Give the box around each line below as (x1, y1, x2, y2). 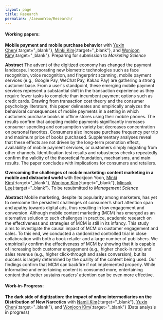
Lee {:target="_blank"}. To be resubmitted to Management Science (5, 185, 139, 191)
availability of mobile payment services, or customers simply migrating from (5, 144, 157, 150)
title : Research (5, 12, 38, 17)
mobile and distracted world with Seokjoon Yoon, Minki (5, 175, 118, 180)
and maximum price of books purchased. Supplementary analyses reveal (5, 134, 152, 140)
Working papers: (5, 31, 40, 37)
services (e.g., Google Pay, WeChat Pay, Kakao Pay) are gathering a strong (5, 77, 156, 83)
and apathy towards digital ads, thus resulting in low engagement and (5, 205, 145, 211)
